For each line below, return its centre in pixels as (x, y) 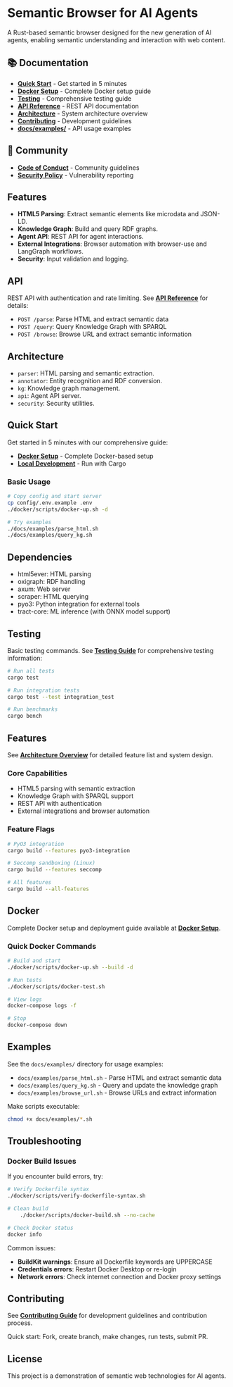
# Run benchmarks (33, 709)
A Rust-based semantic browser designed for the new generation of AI (109, 32)
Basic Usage (29, 482)
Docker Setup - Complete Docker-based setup (85, 456)
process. (20, 1323)
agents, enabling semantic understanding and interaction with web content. (116, 39)
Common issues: (32, 1248)
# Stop (17, 1019)
